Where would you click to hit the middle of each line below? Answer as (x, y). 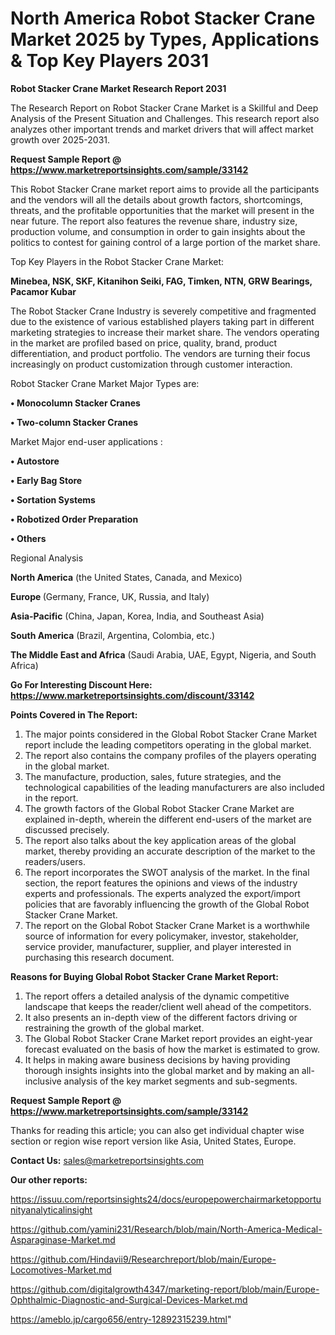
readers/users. (55, 861)
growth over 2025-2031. (60, 139)
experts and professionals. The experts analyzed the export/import (162, 893)
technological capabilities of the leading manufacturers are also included (174, 787)
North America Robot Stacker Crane (163, 18)
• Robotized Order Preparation (74, 519)
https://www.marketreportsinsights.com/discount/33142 (132, 695)
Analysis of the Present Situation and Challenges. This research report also (165, 118)
